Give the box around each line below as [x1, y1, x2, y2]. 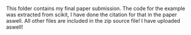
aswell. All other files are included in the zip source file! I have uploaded [6, 17, 181, 24]
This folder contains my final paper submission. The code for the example [6, 5, 186, 12]
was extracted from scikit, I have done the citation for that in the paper [6, 11, 177, 18]
